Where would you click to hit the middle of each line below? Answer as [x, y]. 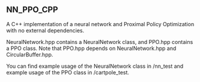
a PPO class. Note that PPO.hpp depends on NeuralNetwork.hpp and [91, 48]
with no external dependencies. [45, 30]
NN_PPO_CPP [32, 10]
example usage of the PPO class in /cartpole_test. [68, 72]
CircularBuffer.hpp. [30, 54]
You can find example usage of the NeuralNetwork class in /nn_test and [95, 66]
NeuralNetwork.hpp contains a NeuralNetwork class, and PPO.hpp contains [100, 42]
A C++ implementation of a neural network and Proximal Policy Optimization [100, 24]
